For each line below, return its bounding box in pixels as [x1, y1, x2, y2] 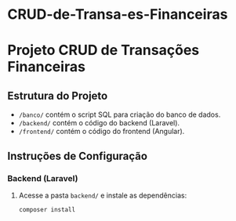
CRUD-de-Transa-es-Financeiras [7, 5, 228, 24]
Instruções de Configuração [7, 149, 148, 162]
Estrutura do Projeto [7, 89, 108, 103]
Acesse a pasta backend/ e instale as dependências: [18, 190, 187, 200]
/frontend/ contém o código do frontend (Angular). [18, 127, 185, 136]
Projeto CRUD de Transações [7, 42, 200, 60]
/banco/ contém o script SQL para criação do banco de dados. [18, 110, 221, 119]
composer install [18, 205, 76, 213]
